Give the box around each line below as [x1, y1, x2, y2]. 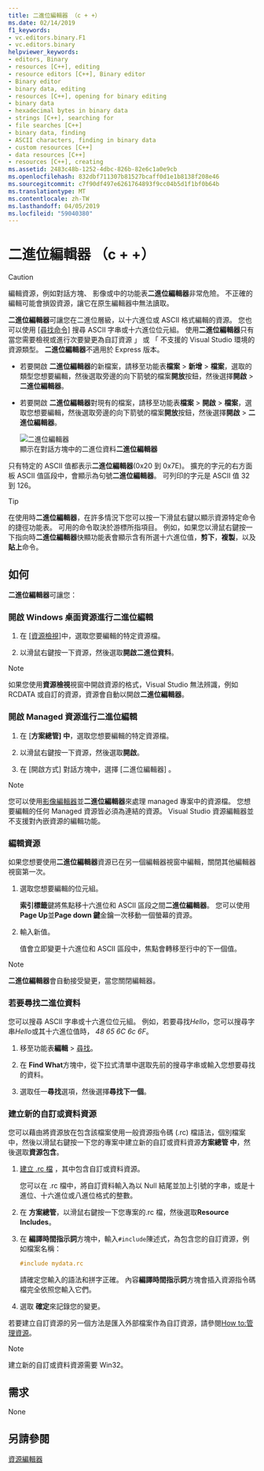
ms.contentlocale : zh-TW [8, 195, 90, 203]
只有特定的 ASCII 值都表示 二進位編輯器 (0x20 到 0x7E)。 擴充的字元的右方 [8, 461, 246, 471]
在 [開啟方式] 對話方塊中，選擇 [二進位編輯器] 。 [19, 764, 175, 773]
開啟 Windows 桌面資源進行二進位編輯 [8, 612, 154, 623]
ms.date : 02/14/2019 [8, 19, 76, 27]
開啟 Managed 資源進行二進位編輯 [8, 711, 137, 722]
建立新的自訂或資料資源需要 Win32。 [8, 1361, 128, 1370]
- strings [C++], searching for [8, 114, 114, 122]
